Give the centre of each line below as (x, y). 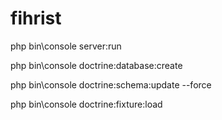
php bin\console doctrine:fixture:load (86, 104)
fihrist (36, 18)
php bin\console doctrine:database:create (96, 65)
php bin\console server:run (66, 46)
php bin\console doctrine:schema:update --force (111, 84)
